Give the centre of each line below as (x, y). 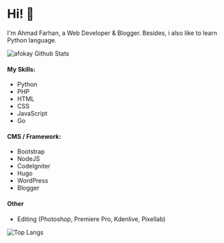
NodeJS (28, 159)
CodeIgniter (34, 166)
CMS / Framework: (34, 136)
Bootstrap (31, 152)
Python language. (32, 40)
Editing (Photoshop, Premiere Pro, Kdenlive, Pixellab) (91, 219)
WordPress (32, 181)
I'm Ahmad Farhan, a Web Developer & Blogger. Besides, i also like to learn (112, 33)
